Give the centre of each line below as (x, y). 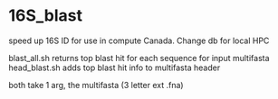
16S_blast (46, 16)
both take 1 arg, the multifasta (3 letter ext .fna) (96, 85)
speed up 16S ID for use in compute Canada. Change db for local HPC (139, 40)
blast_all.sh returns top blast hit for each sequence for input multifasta (139, 58)
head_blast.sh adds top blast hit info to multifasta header (115, 67)
